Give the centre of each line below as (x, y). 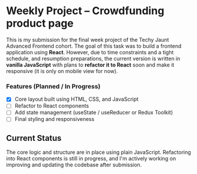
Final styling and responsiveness (54, 119)
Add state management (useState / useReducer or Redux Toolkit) (94, 113)
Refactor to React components (52, 106)
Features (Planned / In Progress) (53, 86)
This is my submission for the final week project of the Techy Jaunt (88, 40)
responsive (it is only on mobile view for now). (62, 71)
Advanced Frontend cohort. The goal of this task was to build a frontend (94, 46)
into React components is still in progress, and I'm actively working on (91, 159)
